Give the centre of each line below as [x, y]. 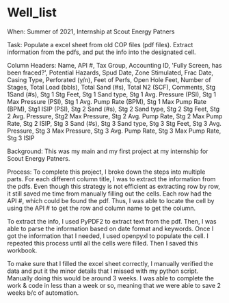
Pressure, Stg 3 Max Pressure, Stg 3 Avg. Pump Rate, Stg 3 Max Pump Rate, [114, 131]
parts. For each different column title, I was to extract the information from [111, 179]
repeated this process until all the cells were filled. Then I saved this [103, 243]
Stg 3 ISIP [21, 137]
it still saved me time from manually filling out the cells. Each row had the [109, 194]
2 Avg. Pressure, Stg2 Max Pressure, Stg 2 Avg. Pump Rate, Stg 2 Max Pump [115, 116]
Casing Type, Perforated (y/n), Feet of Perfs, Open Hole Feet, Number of [109, 79]
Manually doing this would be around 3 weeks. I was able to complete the [110, 278]
